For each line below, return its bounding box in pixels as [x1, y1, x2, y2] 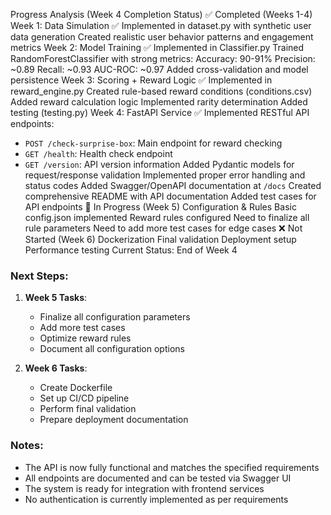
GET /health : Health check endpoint [24, 148, 173, 159]
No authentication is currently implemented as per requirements [24, 493, 289, 505]
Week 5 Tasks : [24, 292, 88, 304]
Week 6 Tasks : [24, 362, 88, 374]
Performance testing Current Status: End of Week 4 [24, 244, 238, 256]
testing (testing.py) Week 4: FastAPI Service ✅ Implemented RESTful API [10, 107, 310, 118]
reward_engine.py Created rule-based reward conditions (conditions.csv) [10, 85, 313, 97]
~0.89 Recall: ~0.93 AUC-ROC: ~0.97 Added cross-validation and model [10, 64, 309, 75]
